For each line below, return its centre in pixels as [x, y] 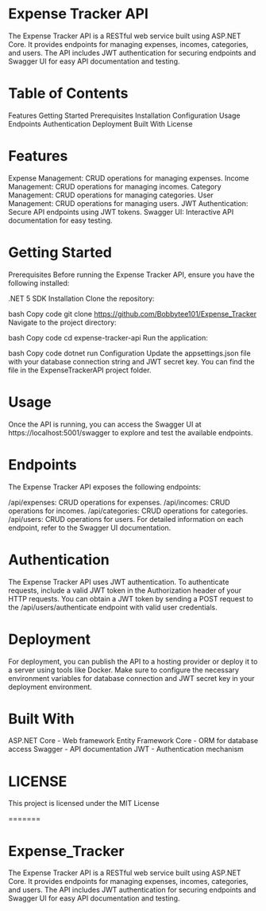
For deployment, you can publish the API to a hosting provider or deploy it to [133, 661]
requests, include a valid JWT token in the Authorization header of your [125, 590]
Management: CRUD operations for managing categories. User [111, 195]
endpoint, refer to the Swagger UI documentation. [90, 528]
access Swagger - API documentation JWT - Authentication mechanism [126, 749]
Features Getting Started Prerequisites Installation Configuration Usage [124, 115]
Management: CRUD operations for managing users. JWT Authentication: [128, 203]
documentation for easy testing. [60, 220]
